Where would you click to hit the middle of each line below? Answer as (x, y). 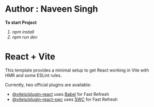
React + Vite (30, 57)
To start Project (21, 22)
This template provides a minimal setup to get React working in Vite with (77, 70)
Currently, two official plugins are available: (48, 85)
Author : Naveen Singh (52, 9)
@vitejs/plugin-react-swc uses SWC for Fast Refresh (65, 99)
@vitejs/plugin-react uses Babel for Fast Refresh (61, 94)
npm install (23, 32)
